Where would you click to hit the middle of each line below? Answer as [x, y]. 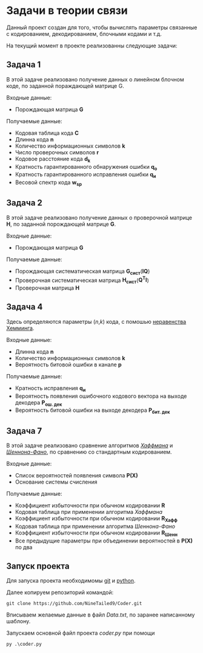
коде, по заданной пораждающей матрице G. [65, 86]
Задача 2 [24, 203]
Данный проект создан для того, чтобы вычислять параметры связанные [102, 27]
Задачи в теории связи [67, 11]
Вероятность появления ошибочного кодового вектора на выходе [101, 396]
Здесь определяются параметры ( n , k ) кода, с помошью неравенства [96, 321]
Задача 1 [24, 65]
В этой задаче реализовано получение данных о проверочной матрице [99, 217]
